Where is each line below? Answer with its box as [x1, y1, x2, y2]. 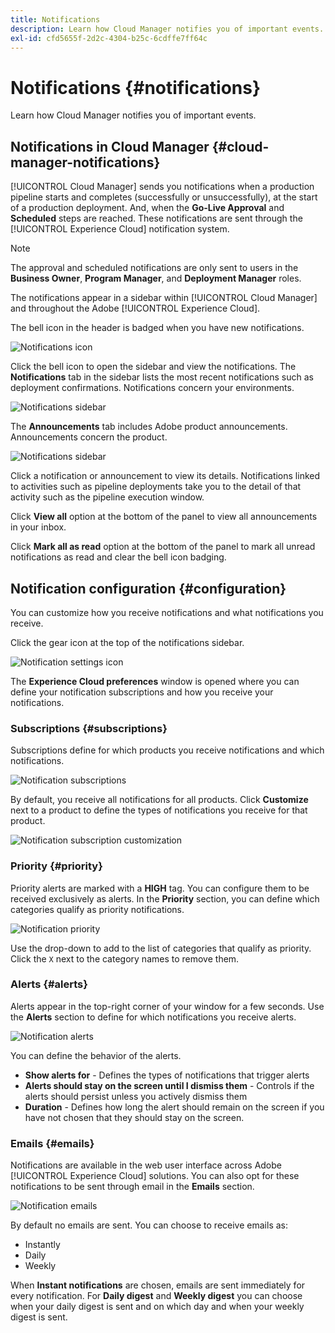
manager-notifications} [10, 154, 161, 171]
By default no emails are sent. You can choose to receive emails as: [10, 1219, 288, 1231]
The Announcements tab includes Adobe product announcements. [10, 421, 288, 433]
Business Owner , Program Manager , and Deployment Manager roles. [10, 272, 302, 285]
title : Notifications [10, 14, 101, 25]
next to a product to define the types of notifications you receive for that [10, 804, 308, 816]
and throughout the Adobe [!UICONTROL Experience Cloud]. [10, 302, 261, 315]
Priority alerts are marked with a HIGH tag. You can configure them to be [10, 882, 310, 894]
